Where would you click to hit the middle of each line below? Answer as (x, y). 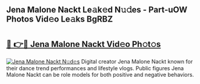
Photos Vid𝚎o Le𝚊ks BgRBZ (60, 19)
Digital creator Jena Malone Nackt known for (137, 61)
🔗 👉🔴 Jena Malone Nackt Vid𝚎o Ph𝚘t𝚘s (84, 44)
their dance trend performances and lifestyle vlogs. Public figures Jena (95, 68)
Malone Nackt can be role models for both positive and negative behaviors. (100, 75)
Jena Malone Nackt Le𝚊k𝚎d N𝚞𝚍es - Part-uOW (97, 10)
